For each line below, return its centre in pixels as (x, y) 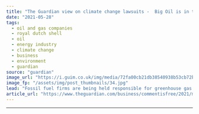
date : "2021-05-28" (30, 17)
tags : (13, 22)
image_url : (20, 77)
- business (25, 56)
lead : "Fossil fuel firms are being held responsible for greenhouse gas (99, 89)
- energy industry (34, 45)
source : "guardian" (30, 72)
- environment (29, 61)
